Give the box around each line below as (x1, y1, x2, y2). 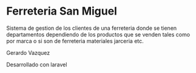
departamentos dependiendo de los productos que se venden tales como (6, 30, 190, 38)
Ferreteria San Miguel (6, 4, 117, 18)
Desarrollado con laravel (6, 61, 67, 68)
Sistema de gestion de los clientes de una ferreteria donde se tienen (6, 24, 177, 32)
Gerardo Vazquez (6, 49, 50, 56)
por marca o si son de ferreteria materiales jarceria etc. (6, 37, 144, 44)
